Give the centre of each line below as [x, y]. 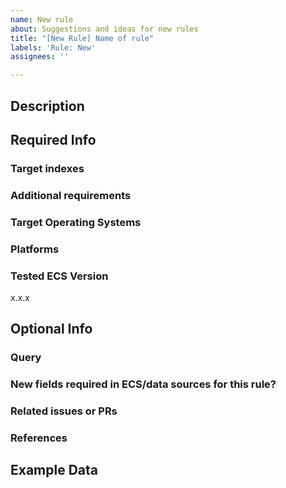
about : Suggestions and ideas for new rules [104, 29]
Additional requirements [71, 195]
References [39, 438]
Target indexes [47, 168]
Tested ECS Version [59, 276]
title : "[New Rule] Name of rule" [82, 38]
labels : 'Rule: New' [53, 47]
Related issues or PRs [64, 411]
